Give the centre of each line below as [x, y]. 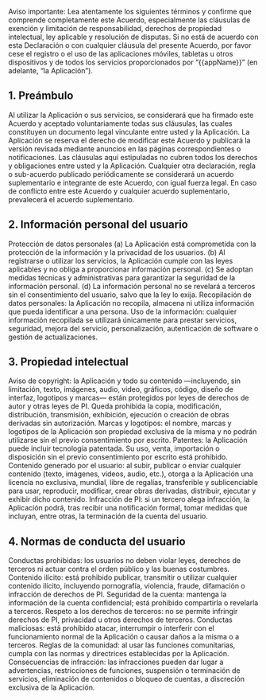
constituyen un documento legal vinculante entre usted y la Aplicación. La [129, 131]
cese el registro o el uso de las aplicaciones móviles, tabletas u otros [121, 54]
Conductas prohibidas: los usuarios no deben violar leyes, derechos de [124, 561]
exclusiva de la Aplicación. [52, 687]
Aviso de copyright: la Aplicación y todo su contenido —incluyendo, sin [124, 381]
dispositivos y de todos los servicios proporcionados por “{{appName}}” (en [133, 62]
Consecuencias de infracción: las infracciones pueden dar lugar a [116, 662]
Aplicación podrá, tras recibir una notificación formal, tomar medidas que [128, 508]
